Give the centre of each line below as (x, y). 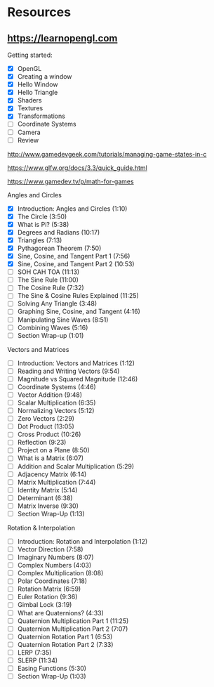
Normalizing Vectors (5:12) (56, 411)
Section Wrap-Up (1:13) (51, 513)
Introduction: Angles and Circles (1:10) (72, 209)
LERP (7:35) (34, 652)
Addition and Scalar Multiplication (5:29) (76, 466)
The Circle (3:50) (42, 216)
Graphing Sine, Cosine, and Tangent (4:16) (79, 312)
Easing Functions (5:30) (52, 668)
